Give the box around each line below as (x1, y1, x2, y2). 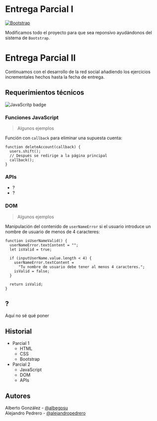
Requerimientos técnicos (5, 88, 84, 97)
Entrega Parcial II (5, 52, 76, 64)
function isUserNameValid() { (5, 238, 68, 243)
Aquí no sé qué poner (5, 313, 50, 319)
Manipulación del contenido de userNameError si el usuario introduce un (5, 223, 151, 229)
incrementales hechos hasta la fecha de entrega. (5, 74, 105, 80)
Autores (5, 392, 31, 400)
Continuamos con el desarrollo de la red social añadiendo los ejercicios (5, 69, 151, 75)
